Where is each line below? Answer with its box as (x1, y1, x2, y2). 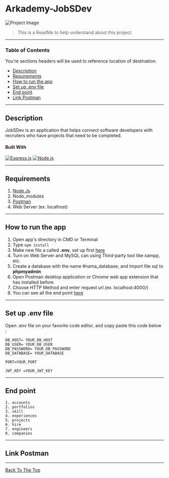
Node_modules (12, 193, 44, 199)
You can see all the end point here (12, 290, 83, 296)
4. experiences (5, 413, 37, 418)
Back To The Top (5, 467, 41, 473)
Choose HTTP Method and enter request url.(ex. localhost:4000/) (12, 284, 148, 291)
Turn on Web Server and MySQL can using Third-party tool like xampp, (12, 252, 160, 258)
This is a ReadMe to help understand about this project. (17, 29, 133, 35)
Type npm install (12, 242, 49, 248)
